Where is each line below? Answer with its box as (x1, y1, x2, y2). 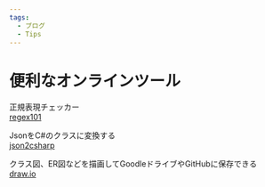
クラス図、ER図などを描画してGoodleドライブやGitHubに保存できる (9, 159, 258, 169)
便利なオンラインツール (9, 70, 181, 91)
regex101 (9, 112, 42, 123)
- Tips (17, 29, 42, 38)
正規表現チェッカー (9, 102, 80, 112)
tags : (9, 12, 29, 22)
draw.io (9, 168, 36, 179)
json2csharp (9, 140, 55, 151)
